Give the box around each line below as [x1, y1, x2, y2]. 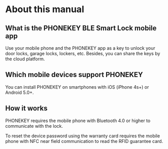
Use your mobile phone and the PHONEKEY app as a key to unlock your [5, 45, 156, 51]
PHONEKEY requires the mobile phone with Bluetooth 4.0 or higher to [5, 118, 151, 124]
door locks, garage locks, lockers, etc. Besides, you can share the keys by [5, 51, 160, 56]
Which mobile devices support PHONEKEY [5, 70, 143, 79]
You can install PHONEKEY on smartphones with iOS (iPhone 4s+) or [5, 84, 149, 90]
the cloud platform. [5, 56, 45, 62]
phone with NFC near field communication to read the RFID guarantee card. [5, 138, 163, 144]
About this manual [5, 4, 85, 15]
